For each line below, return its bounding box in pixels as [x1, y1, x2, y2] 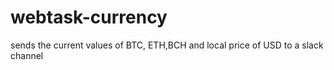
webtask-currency [10, 6, 168, 29]
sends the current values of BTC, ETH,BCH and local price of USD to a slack [10, 39, 324, 51]
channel [10, 49, 44, 61]
